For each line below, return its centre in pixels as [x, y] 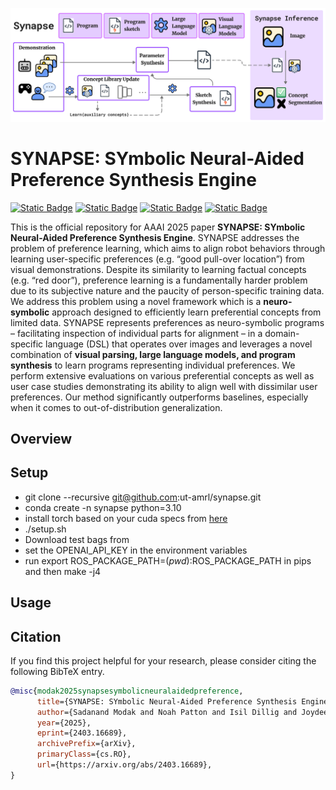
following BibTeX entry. [57, 671]
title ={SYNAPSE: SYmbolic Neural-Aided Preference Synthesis [167, 701]
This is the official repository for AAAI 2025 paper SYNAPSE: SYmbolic [158, 227]
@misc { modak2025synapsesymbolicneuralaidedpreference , [127, 691]
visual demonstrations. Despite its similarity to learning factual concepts [158, 269]
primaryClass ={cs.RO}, [84, 754]
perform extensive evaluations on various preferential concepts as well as [162, 375]
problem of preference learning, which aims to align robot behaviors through [168, 248]
